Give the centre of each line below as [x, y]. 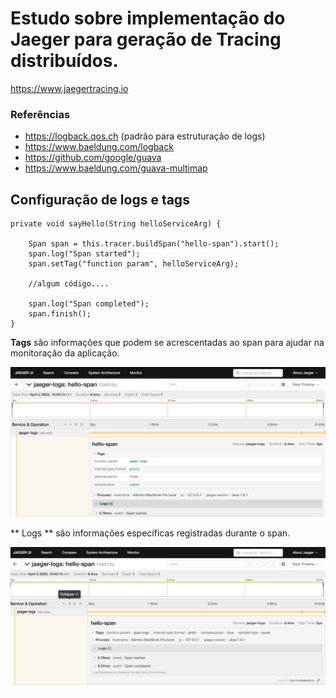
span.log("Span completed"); [89, 304]
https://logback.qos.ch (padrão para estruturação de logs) [145, 136]
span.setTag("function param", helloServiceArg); [134, 264]
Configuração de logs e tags [100, 199]
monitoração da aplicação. [65, 353]
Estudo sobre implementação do [148, 18]
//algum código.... [69, 284]
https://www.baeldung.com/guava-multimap [116, 168]
